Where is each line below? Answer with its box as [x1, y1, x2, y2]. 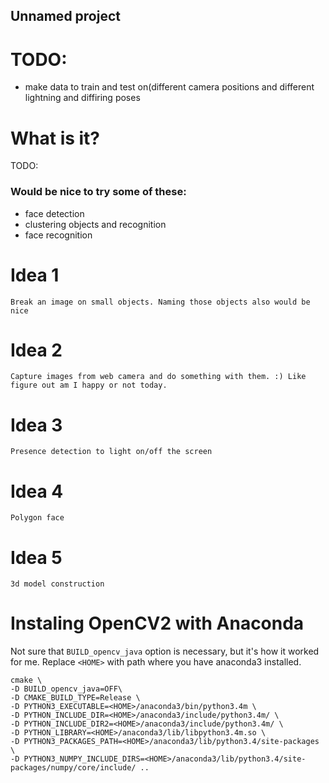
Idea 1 [10, 264, 60, 286]
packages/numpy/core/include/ [10, 763, 137, 773]
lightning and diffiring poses [24, 92, 141, 104]
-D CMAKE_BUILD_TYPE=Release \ [10, 693, 141, 703]
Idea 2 [10, 339, 63, 361]
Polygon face [10, 513, 65, 523]
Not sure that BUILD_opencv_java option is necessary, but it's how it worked [10, 645, 320, 658]
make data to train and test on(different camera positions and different [24, 81, 315, 93]
